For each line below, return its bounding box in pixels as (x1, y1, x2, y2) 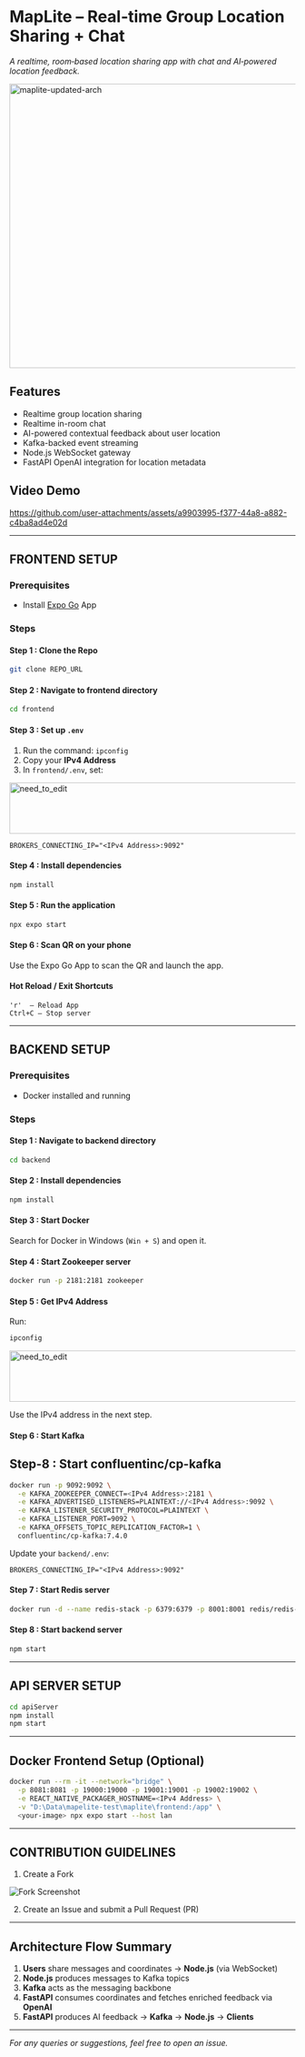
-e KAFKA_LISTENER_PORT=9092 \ (17, 1515, 136, 1524)
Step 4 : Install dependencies (9, 860, 123, 871)
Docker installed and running (22, 1090, 132, 1101)
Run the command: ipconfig (22, 744, 129, 756)
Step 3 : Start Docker (9, 1215, 90, 1225)
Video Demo (9, 483, 81, 499)
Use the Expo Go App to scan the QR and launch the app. (9, 960, 224, 971)
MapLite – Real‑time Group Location (9, 6, 285, 27)
